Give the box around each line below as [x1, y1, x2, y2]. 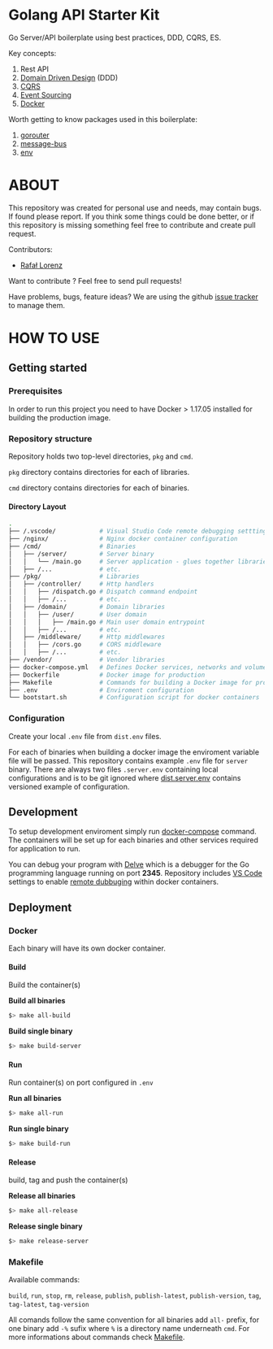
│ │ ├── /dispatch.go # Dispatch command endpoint [8, 588, 198, 596]
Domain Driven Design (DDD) [19, 72, 119, 82]
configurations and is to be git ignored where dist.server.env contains [8, 772, 241, 782]
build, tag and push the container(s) [8, 1175, 128, 1185]
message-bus [19, 138, 67, 148]
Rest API [19, 63, 50, 74]
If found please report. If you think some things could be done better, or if [8, 211, 254, 221]
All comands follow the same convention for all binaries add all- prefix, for [8, 1315, 260, 1325]
